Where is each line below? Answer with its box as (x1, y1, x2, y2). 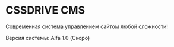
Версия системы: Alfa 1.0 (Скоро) (5, 34, 90, 41)
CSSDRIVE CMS (5, 4, 86, 17)
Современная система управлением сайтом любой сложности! (5, 23, 169, 30)
